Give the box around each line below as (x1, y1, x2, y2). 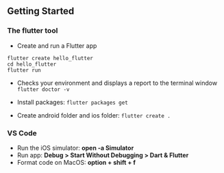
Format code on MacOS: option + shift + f (16, 158, 136, 166)
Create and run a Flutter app (16, 41, 97, 50)
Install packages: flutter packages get (16, 98, 128, 106)
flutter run (7, 66, 41, 74)
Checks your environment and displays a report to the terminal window (16, 79, 218, 87)
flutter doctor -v (16, 85, 70, 93)
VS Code (7, 128, 37, 137)
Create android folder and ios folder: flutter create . (16, 111, 171, 119)
